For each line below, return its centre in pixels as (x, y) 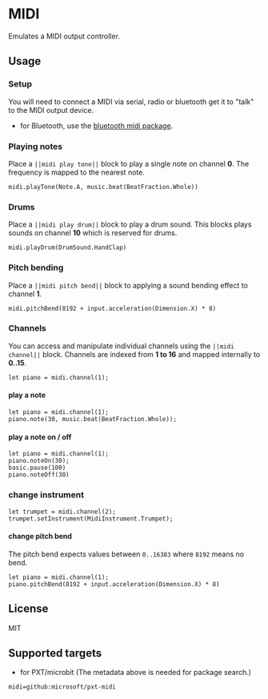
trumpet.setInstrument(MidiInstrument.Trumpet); (91, 518)
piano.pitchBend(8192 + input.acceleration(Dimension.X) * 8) (114, 584)
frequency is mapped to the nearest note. (77, 172)
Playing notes (35, 147)
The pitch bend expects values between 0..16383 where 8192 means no (126, 554)
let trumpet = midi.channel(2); (62, 512)
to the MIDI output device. (51, 110)
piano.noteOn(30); (39, 461)
